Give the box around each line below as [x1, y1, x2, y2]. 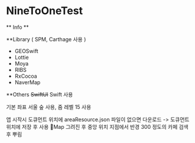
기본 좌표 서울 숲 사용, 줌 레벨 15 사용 [6, 103, 92, 110]
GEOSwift [14, 47, 38, 54]
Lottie [14, 54, 29, 61]
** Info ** [6, 24, 30, 31]
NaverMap [14, 78, 41, 86]
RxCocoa [14, 72, 37, 79]
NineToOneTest [6, 4, 83, 18]
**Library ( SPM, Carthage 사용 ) [6, 35, 86, 42]
